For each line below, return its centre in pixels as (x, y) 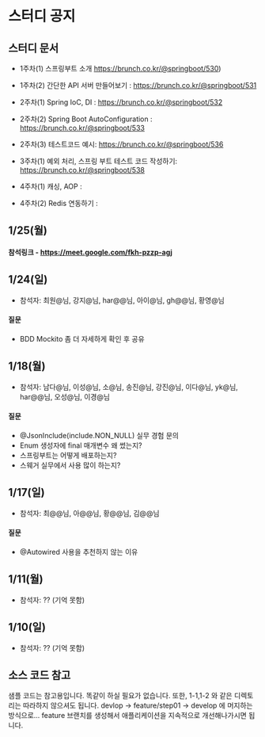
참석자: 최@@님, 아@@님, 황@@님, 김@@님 (89, 513)
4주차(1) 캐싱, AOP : (51, 186)
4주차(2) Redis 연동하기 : (59, 203)
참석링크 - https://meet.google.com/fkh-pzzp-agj (90, 252)
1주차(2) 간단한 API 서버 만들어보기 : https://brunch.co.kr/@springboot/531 (138, 85)
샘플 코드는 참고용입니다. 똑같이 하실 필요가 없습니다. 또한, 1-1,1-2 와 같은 (120, 696)
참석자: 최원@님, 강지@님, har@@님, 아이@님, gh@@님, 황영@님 (122, 300)
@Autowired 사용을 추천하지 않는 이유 (79, 552)
